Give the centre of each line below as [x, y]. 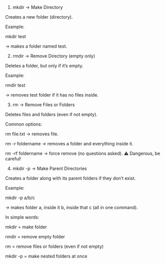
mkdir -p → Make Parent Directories [50, 168]
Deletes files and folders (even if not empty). [52, 114]
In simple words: [22, 217]
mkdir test [16, 36]
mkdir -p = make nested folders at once [46, 256]
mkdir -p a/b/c [20, 198]
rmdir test [15, 85]
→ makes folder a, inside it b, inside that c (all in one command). [72, 207]
